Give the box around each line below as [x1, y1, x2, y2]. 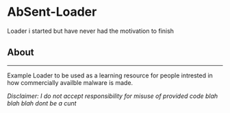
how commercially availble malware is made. [7, 78, 133, 86]
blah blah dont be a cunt [7, 99, 77, 107]
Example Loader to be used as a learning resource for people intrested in [7, 71, 214, 79]
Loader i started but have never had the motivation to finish [7, 27, 175, 35]
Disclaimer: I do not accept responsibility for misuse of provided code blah [7, 92, 218, 100]
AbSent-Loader [7, 4, 97, 20]
